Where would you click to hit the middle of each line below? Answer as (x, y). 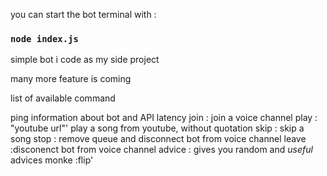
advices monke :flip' (52, 160)
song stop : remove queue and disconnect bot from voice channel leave (158, 139)
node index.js (44, 38)
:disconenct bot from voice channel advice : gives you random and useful (161, 150)
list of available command (63, 98)
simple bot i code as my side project (85, 60)
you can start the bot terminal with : (83, 14)
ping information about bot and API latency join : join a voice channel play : (164, 118)
